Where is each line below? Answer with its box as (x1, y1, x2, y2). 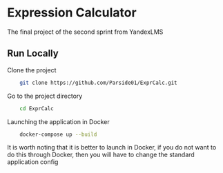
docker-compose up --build (19, 131, 97, 138)
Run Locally (7, 48, 59, 59)
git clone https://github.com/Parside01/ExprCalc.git (19, 79, 177, 86)
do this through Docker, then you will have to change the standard (7, 150, 195, 159)
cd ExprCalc (19, 105, 54, 112)
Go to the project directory (7, 92, 83, 100)
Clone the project (7, 65, 57, 74)
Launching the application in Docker (7, 117, 110, 125)
